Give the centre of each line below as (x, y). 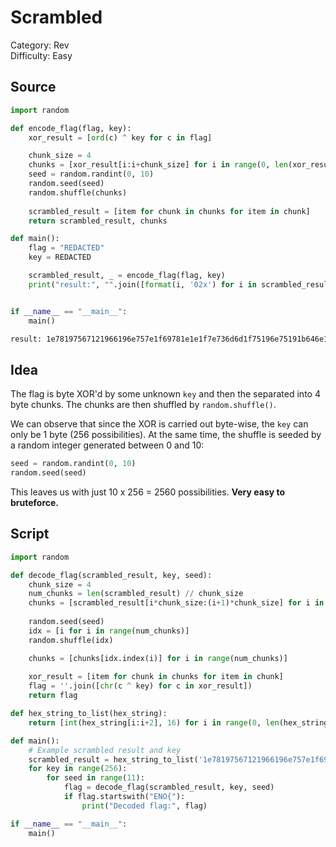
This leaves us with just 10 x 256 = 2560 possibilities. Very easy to (148, 492)
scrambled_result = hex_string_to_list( (113, 759)
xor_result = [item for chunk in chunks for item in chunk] (156, 677)
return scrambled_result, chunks (98, 221)
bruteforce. (35, 502)
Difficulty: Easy (41, 55)
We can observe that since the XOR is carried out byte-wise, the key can (159, 424)
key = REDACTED (60, 257)
